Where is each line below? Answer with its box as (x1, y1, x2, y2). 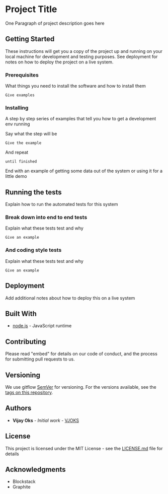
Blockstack (12, 478, 36, 484)
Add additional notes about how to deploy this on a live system (5, 295, 135, 301)
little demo (5, 173, 27, 179)
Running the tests (5, 188, 62, 196)
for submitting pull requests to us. (5, 356, 75, 362)
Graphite (12, 484, 31, 490)
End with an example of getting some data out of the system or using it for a (5, 168, 162, 174)
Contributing (5, 337, 46, 346)
